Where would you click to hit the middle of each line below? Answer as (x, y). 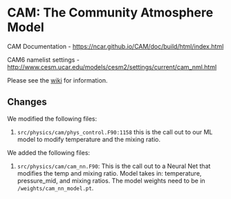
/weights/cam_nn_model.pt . (55, 188)
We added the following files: (49, 152)
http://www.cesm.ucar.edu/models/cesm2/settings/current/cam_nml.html (112, 67)
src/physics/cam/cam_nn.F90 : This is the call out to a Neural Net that (114, 166)
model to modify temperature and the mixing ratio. (89, 139)
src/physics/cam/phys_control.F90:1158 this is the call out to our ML (115, 132)
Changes (27, 102)
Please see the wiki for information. (57, 80)
